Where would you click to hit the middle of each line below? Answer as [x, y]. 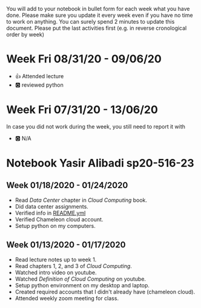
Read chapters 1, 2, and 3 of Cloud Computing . [73, 266]
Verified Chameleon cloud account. [59, 219]
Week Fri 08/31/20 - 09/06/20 [84, 59]
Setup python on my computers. [55, 226]
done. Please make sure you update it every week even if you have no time [100, 15]
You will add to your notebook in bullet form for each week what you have [98, 9]
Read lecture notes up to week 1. [56, 259]
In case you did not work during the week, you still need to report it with [96, 126]
